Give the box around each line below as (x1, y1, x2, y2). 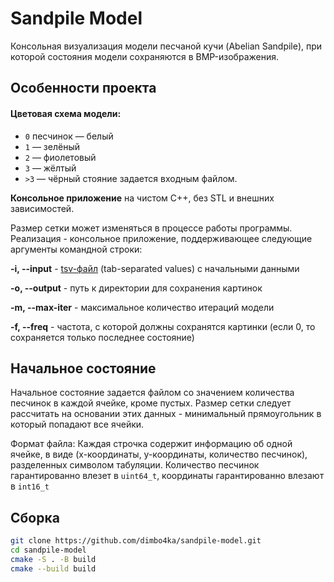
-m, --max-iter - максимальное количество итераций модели (10, 301, 275, 313)
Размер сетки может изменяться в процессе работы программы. (10, 222, 293, 234)
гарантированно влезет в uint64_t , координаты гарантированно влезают (10, 470, 325, 482)
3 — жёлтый (24, 162, 77, 174)
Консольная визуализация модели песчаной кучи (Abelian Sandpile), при (10, 40, 323, 52)
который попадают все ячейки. (10, 418, 145, 431)
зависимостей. (10, 202, 75, 214)
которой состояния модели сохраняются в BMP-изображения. (10, 50, 280, 62)
